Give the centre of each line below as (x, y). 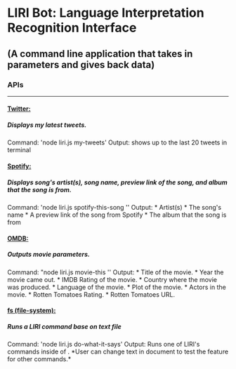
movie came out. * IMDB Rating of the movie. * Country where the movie (112, 279)
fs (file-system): (32, 311)
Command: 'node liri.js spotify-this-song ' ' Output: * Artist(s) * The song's (114, 207)
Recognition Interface (72, 28)
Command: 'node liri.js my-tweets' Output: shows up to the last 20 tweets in (117, 142)
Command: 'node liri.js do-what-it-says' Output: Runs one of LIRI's (104, 344)
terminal (19, 150)
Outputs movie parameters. (48, 255)
